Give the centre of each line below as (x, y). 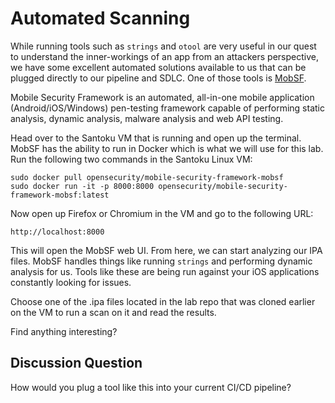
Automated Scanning (100, 18)
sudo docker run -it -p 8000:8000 (82, 186)
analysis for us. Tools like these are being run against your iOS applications (165, 271)
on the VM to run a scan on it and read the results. (113, 312)
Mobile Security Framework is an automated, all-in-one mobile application (162, 97)
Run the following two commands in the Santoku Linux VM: (131, 159)
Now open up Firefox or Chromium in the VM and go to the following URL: (162, 213)
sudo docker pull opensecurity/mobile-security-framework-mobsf (147, 177)
